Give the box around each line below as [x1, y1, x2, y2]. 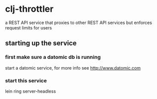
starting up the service [5, 39, 77, 48]
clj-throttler [5, 3, 54, 15]
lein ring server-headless [5, 88, 56, 94]
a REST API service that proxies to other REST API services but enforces [5, 20, 152, 25]
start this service [5, 77, 47, 84]
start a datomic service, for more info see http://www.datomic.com [5, 65, 141, 71]
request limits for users [5, 25, 52, 30]
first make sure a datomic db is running [5, 54, 101, 61]
